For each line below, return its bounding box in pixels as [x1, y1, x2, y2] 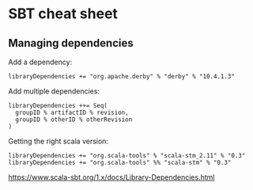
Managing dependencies [8, 36, 134, 50]
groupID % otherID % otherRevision [15, 116, 133, 123]
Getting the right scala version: [8, 136, 109, 146]
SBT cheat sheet [8, 5, 119, 23]
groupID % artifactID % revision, [15, 108, 129, 116]
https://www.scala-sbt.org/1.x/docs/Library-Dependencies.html [8, 173, 215, 182]
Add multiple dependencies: [8, 86, 100, 96]
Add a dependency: [8, 57, 73, 66]
